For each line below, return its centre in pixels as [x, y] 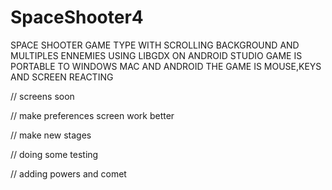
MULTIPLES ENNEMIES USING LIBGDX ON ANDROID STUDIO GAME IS [156, 55]
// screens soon [42, 96]
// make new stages [51, 135]
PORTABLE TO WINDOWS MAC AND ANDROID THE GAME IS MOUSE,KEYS [166, 66]
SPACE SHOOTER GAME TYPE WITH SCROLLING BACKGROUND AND [155, 45]
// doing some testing [54, 154]
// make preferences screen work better [92, 115]
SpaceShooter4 [77, 17]
